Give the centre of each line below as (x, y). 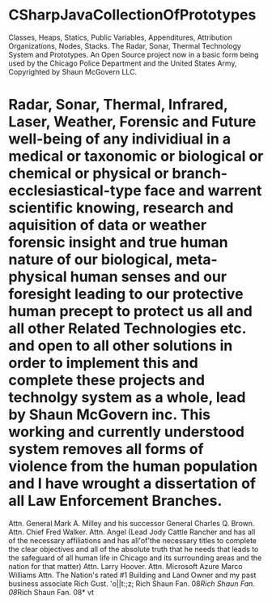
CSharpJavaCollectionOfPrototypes (132, 15)
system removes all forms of (106, 450)
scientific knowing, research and (121, 208)
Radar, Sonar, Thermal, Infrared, (118, 105)
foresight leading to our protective (126, 294)
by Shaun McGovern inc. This (110, 415)
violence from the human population (133, 467)
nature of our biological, (91, 260)
